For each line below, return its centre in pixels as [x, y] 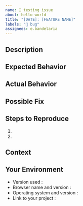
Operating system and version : [45, 193]
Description [24, 50]
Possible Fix [25, 101]
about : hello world [26, 15]
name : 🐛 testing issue [29, 10]
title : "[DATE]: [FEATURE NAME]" [40, 19]
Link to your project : [34, 198]
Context [18, 152]
